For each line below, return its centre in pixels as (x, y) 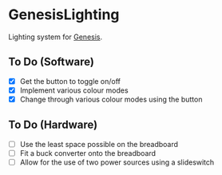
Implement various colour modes (74, 90)
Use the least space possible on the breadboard (99, 144)
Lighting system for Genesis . (55, 37)
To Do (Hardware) (53, 125)
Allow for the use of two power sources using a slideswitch (117, 162)
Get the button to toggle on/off (70, 81)
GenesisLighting (64, 15)
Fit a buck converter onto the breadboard (88, 153)
